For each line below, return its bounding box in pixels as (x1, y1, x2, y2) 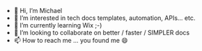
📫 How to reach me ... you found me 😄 (13, 37, 128, 44)
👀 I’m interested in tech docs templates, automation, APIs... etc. (13, 14, 196, 22)
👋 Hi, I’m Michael (13, 7, 63, 14)
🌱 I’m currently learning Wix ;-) (13, 21, 102, 29)
